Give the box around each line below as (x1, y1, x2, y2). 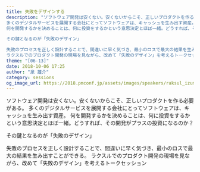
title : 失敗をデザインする (6, 8, 65, 15)
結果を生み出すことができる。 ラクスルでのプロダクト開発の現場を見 (16, 152, 185, 160)
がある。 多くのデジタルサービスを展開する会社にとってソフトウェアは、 (6, 105, 185, 112)
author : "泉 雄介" (6, 69, 49, 75)
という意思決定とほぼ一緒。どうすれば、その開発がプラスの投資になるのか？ (6, 120, 194, 127)
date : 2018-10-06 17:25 (6, 63, 65, 69)
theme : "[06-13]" (6, 58, 49, 64)
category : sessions (6, 74, 55, 80)
